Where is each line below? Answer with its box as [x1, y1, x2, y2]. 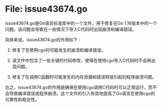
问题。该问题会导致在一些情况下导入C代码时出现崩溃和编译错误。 [5, 26, 137, 32]
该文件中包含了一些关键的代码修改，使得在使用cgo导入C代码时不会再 [12, 57, 152, 63]
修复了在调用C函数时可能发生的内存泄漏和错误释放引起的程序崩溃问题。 [12, 74, 157, 80]
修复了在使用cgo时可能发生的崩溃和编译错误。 [12, 47, 106, 53]
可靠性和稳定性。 [5, 96, 40, 102]
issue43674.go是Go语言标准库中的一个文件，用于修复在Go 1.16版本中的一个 [5, 20, 158, 26]
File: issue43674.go [5, 3, 88, 15]
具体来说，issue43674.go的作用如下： [5, 37, 82, 43]
